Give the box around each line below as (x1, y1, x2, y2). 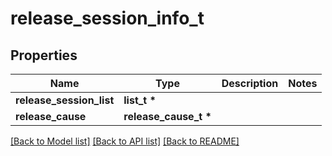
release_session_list (15, 93, 115, 107)
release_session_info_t (10, 7, 205, 30)
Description (221, 77, 279, 90)
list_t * (123, 93, 157, 107)
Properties (10, 47, 78, 64)
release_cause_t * (123, 110, 212, 123)
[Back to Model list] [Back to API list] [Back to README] (10, 135, 240, 147)
